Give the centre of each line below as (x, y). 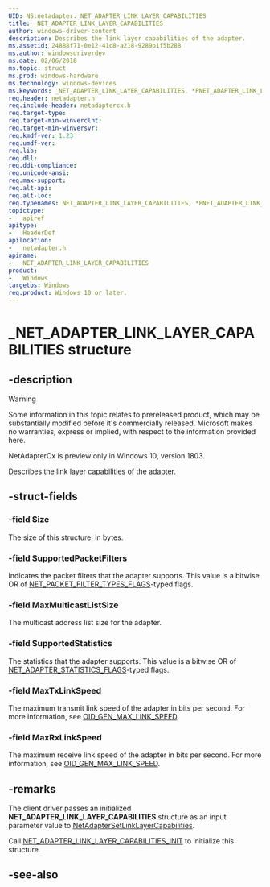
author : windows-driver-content (62, 31)
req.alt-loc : (30, 195)
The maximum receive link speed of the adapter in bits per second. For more (135, 755)
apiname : (23, 255)
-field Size (29, 520)
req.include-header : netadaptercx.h (70, 106)
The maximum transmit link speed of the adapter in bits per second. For (127, 708)
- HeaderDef (32, 233)
